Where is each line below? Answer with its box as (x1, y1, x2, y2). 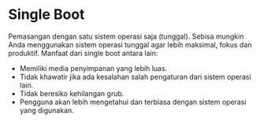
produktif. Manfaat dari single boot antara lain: (8, 48, 158, 58)
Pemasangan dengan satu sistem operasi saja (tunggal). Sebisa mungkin (8, 32, 244, 41)
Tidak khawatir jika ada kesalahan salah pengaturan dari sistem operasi (19, 72, 252, 81)
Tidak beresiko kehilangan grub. (19, 88, 124, 98)
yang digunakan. (19, 105, 75, 115)
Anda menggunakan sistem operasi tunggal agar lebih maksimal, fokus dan (8, 39, 252, 49)
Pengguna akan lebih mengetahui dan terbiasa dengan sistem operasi (19, 97, 247, 106)
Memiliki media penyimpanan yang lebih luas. (19, 63, 168, 73)
